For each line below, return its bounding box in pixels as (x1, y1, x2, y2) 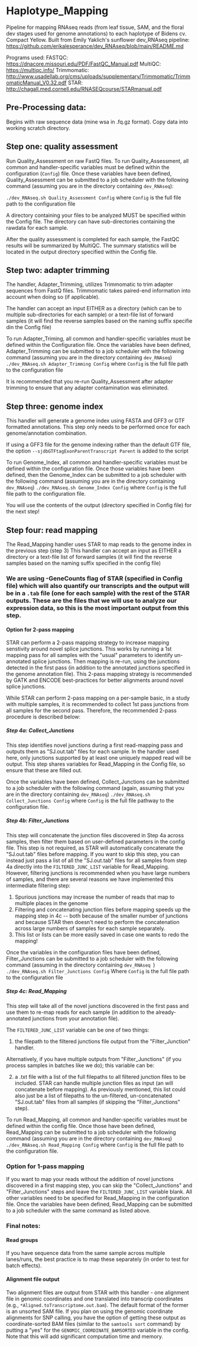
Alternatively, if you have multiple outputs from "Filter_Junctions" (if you (6, 1056, 182, 1063)
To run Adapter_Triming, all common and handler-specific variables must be (6, 335, 191, 342)
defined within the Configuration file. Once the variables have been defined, (6, 342, 191, 349)
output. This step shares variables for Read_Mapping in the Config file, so (6, 760, 186, 768)
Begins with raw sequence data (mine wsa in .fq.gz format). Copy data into (6, 118, 189, 125)
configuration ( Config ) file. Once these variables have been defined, (6, 170, 172, 177)
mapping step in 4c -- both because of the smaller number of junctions (14, 912, 188, 919)
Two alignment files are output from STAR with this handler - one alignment (6, 1289, 189, 1296)
